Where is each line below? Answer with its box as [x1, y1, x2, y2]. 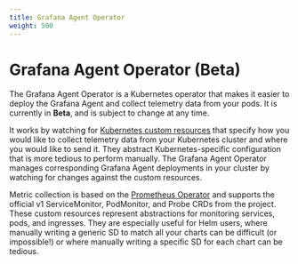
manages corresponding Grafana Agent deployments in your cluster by [9, 163, 270, 173]
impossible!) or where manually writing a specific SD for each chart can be [9, 236, 283, 247]
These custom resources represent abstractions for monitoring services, [9, 208, 276, 219]
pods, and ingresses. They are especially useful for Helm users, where [9, 218, 269, 228]
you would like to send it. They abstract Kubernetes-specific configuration [9, 144, 282, 155]
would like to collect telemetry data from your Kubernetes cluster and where [9, 134, 288, 145]
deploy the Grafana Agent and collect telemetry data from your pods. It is [9, 99, 278, 109]
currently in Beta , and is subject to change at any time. [9, 108, 210, 118]
